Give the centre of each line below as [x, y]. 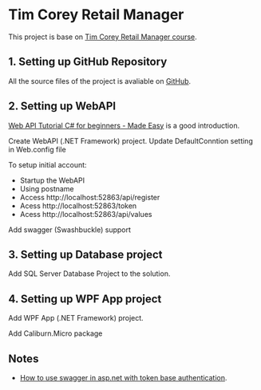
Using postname [47, 188]
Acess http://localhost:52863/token [78, 206]
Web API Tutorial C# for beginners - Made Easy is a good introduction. [124, 125]
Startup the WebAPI [52, 180]
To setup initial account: [47, 164]
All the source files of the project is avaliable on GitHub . [100, 81]
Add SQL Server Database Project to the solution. [89, 274]
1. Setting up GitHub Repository [88, 62]
